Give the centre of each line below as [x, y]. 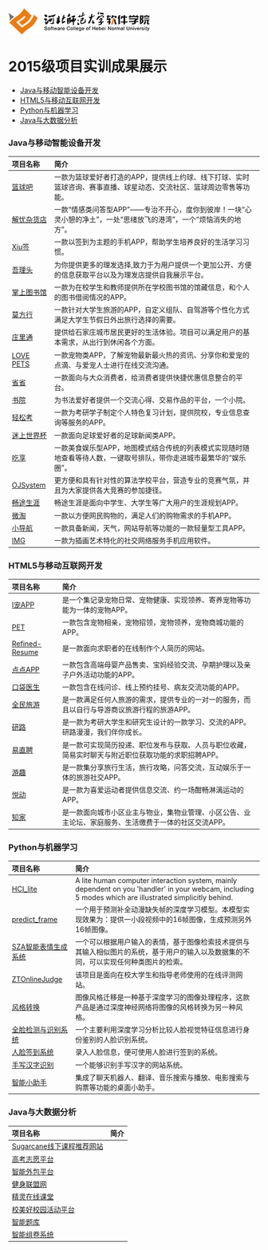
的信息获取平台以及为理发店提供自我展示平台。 [132, 274]
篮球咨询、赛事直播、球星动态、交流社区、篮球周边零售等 [149, 187]
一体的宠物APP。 [104, 609]
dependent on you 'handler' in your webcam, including [165, 889]
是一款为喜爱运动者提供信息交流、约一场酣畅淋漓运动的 [154, 790]
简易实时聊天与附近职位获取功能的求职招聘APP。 [143, 755]
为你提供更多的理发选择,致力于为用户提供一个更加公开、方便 [153, 264]
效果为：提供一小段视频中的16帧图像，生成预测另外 [167, 920]
